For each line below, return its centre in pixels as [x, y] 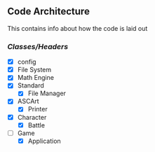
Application [44, 141]
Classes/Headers [38, 46]
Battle [36, 125]
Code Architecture [48, 12]
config [27, 62]
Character [32, 117]
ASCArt [28, 102]
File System [34, 70]
